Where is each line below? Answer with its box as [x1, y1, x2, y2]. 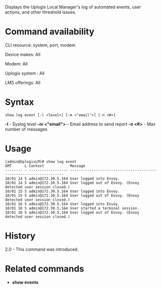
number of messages [5, 126, 47, 132]
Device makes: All [5, 51, 41, 57]
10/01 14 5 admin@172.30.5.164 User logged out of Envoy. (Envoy [5, 180, 139, 185]
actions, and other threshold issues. [5, 9, 76, 15]
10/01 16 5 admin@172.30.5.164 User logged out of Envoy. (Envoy [5, 210, 139, 215]
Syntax [5, 97, 34, 108]
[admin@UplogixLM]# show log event [5, 159, 77, 164]
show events [12, 279, 39, 285]
